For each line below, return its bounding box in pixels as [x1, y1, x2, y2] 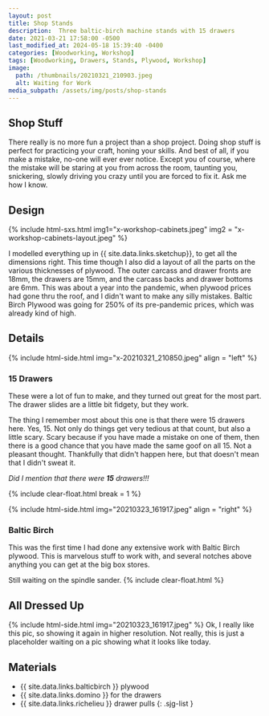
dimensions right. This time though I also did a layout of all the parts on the [8, 258, 255, 266]
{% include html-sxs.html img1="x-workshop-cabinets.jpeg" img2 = [8, 225, 233, 234]
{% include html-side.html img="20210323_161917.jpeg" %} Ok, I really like [8, 620, 255, 630]
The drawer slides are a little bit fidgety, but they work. [8, 400, 190, 409]
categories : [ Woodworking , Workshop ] [8, 49, 135, 57]
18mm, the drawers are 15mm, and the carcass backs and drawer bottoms [8, 275, 253, 283]
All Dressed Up [8, 599, 84, 612]
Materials [8, 660, 57, 674]
